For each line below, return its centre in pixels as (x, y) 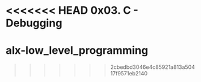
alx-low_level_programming (77, 51)
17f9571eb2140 (129, 74)
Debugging (34, 23)
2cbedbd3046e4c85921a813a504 (153, 67)
